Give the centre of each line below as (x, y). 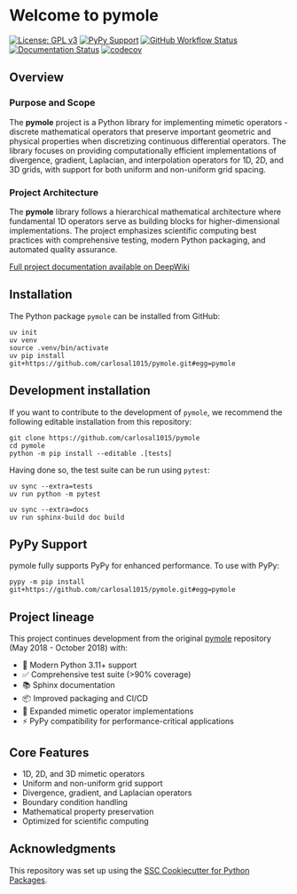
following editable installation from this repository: (101, 421)
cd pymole (27, 445)
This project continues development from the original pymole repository (141, 639)
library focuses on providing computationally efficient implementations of (143, 150)
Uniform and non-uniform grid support (92, 783)
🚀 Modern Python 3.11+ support (79, 665)
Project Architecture (54, 192)
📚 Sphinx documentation (68, 685)
